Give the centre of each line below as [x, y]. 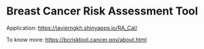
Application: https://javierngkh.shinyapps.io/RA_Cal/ [72, 28]
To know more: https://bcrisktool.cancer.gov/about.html [77, 39]
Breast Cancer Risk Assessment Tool [102, 11]
